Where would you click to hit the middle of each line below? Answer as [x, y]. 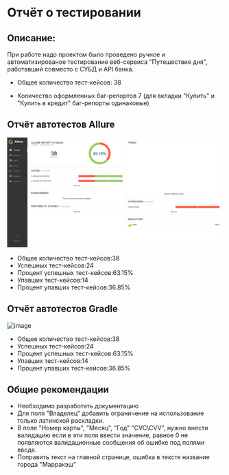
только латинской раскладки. [60, 421]
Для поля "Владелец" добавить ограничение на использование [110, 413]
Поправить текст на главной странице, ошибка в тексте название [113, 457]
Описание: [32, 38]
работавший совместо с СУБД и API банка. [71, 69]
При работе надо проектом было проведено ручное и [86, 54]
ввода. [27, 450]
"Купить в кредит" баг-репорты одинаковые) [83, 103]
